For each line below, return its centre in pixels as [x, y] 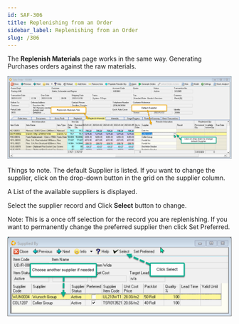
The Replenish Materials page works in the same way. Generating [105, 59]
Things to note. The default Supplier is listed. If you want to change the [111, 170]
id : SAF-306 [25, 15]
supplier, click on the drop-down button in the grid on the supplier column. [116, 178]
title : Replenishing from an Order [60, 22]
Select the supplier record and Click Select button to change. [97, 205]
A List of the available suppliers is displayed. [72, 191]
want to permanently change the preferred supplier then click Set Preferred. [119, 227]
